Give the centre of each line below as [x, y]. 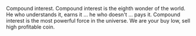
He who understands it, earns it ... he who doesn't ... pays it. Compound [93, 15]
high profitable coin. [30, 27]
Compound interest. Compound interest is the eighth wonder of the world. [96, 8]
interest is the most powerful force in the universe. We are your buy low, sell [98, 21]
